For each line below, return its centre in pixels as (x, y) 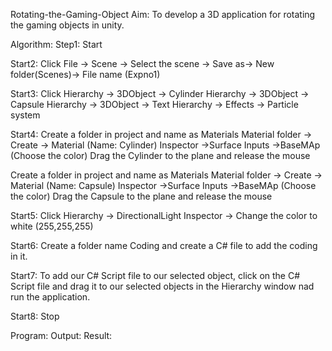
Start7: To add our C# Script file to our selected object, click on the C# (155, 275)
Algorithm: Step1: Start (56, 44)
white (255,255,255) (52, 226)
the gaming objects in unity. (67, 25)
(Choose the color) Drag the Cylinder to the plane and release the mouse (160, 155)
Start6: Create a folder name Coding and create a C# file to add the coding (164, 245)
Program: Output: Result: (61, 335)
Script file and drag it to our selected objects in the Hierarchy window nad (162, 286)
